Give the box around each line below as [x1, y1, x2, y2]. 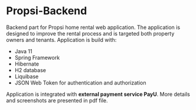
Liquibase [14, 73, 39, 80]
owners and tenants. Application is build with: [6, 36, 117, 43]
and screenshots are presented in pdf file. [6, 96, 108, 104]
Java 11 [14, 47, 32, 54]
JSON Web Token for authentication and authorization [14, 79, 146, 86]
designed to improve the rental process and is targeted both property [6, 30, 175, 37]
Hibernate [14, 60, 40, 67]
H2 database [14, 66, 46, 73]
